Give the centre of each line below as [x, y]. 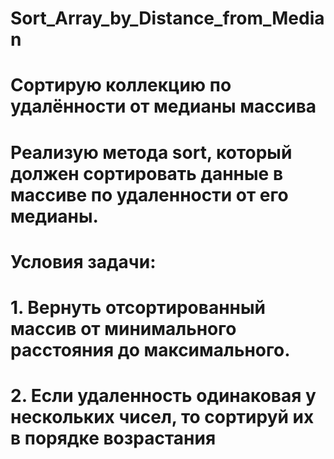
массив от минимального [123, 328]
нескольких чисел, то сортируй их [162, 417]
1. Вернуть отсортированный [138, 307]
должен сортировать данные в [147, 173]
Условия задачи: [83, 261]
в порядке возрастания [113, 438]
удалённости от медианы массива [163, 106]
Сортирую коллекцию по [121, 85]
